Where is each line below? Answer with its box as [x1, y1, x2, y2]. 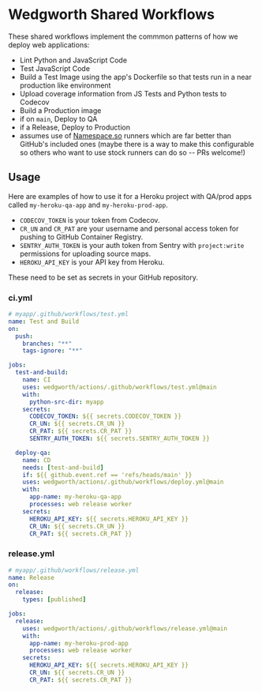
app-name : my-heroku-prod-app [28, 639, 129, 647]
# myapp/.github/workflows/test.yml [8, 310, 129, 318]
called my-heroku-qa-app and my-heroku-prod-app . [8, 200, 168, 209]
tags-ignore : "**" [22, 347, 83, 355]
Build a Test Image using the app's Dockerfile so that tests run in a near [19, 72, 253, 81]
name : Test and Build [8, 318, 80, 325]
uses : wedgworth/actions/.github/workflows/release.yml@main [22, 624, 227, 633]
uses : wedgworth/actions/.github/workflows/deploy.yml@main [22, 478, 224, 487]
